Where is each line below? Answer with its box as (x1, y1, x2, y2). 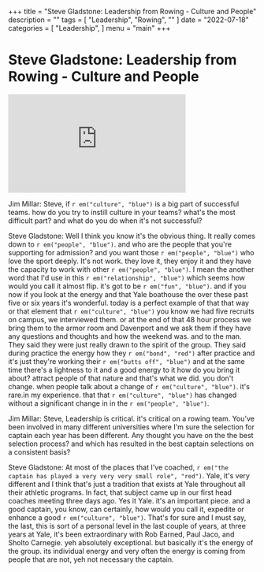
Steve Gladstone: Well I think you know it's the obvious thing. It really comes (8, 231, 256, 240)
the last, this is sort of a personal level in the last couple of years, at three (8, 521, 247, 530)
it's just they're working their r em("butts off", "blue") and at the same (8, 356, 246, 366)
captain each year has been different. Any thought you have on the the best (8, 430, 254, 440)
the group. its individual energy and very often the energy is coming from (8, 546, 246, 555)
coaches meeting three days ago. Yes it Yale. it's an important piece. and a (8, 496, 251, 505)
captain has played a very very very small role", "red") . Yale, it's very (8, 470, 251, 480)
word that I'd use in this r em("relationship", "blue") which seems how (8, 273, 246, 282)
